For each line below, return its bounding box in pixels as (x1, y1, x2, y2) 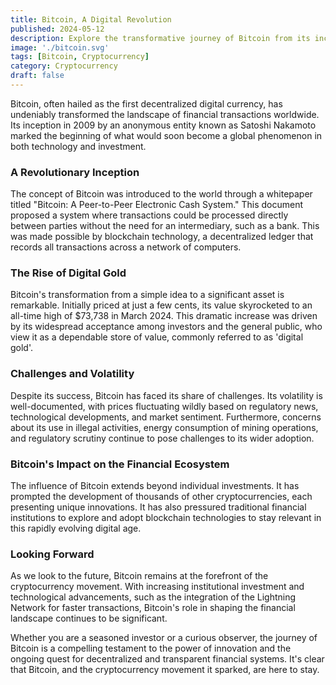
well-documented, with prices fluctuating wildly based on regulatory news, (10, 400, 319, 412)
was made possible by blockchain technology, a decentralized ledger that (10, 231, 314, 243)
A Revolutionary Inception (10, 165, 140, 179)
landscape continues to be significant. (10, 612, 168, 625)
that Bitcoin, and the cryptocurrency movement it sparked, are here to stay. (10, 664, 320, 676)
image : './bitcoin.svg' (10, 42, 110, 53)
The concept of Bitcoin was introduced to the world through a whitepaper (10, 188, 313, 200)
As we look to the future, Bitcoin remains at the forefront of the (10, 570, 269, 582)
